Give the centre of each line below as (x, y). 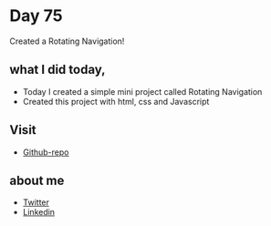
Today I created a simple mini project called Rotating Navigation (142, 91)
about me (37, 180)
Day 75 (36, 16)
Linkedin (39, 212)
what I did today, (58, 70)
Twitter (36, 202)
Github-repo (46, 152)
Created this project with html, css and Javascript (116, 101)
